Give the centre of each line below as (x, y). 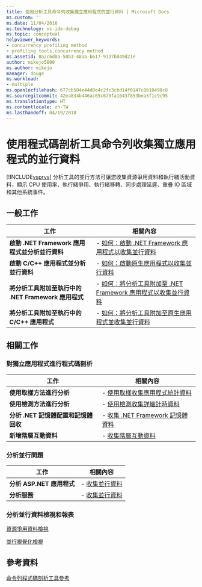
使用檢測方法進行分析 (40, 404)
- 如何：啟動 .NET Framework (138, 243)
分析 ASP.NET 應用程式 (42, 484)
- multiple (20, 85)
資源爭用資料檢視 (27, 529)
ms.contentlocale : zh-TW (37, 107)
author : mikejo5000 (31, 62)
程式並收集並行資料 (123, 322)
